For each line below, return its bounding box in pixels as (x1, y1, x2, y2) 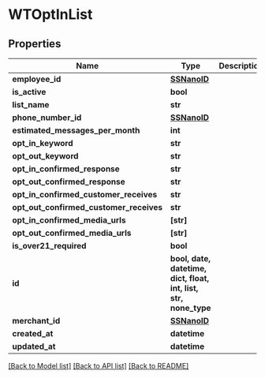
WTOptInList (8, 6, 93, 24)
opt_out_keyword (12, 151, 79, 161)
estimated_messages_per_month (12, 125, 140, 136)
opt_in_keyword (12, 138, 73, 148)
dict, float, (170, 273, 210, 283)
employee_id (12, 73, 62, 84)
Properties (8, 37, 62, 51)
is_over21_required (12, 241, 87, 251)
